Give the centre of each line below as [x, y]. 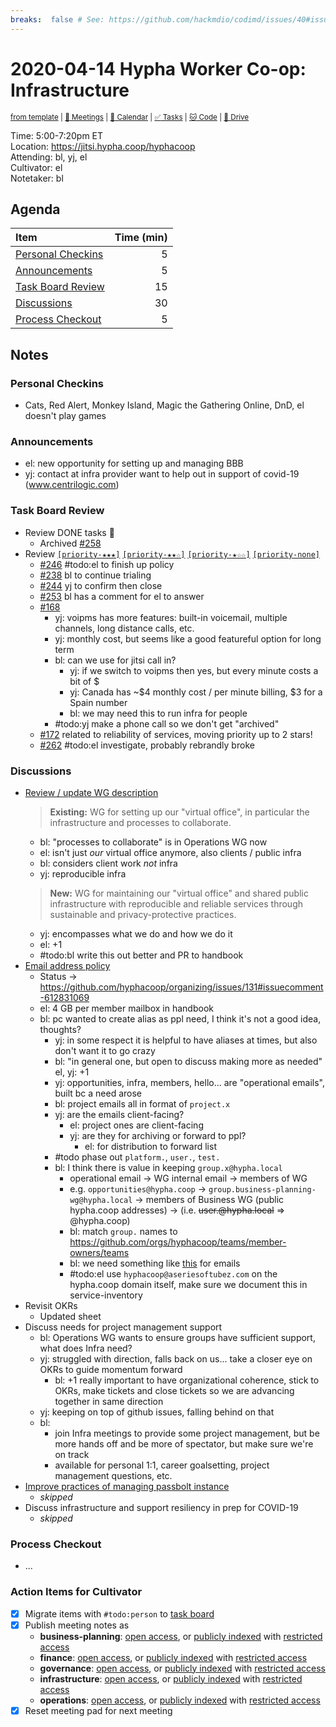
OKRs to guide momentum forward [111, 1369]
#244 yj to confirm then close [101, 585]
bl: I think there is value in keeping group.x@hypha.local [168, 1167]
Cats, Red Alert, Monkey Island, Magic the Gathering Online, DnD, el [164, 405]
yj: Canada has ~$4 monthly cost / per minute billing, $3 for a [196, 692]
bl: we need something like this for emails [155, 1263]
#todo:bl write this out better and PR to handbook [141, 955]
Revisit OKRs [51, 1305]
